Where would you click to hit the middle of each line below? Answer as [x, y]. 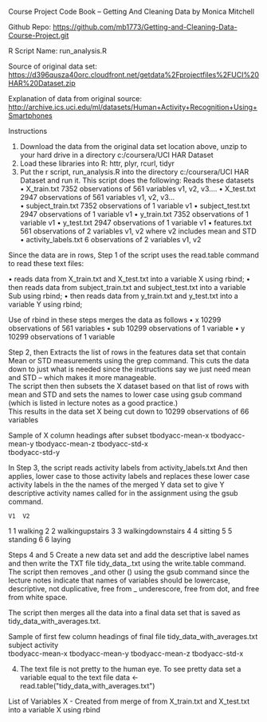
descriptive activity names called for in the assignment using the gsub [123, 493]
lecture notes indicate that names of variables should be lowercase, [120, 580]
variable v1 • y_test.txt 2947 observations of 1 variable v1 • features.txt [136, 223]
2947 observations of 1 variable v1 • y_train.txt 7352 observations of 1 [134, 214]
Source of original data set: [53, 66]
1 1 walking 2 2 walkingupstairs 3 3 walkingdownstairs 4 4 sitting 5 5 [120, 531]
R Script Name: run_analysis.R [58, 51]
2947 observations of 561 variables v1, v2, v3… [97, 197]
